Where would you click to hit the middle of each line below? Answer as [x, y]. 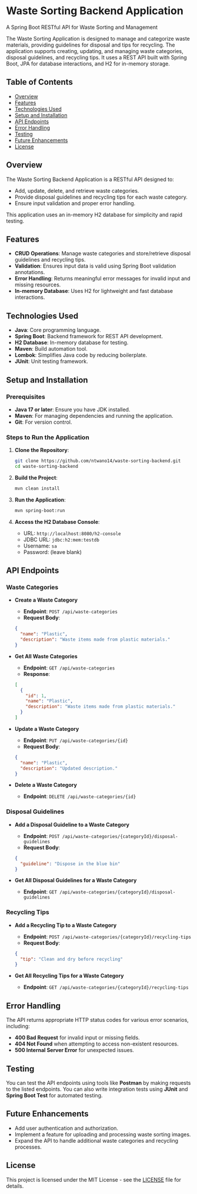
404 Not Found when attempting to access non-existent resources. [96, 1044]
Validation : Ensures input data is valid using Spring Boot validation [95, 266]
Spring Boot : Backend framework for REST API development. [89, 337]
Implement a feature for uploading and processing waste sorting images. [103, 1134]
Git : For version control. [43, 422]
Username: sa [40, 546]
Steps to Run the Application [48, 437]
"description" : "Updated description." [69, 768]
